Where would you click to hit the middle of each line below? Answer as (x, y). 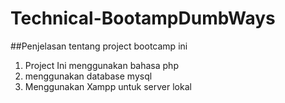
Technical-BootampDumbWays (143, 18)
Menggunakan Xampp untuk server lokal (108, 86)
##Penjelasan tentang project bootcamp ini (99, 46)
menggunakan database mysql (88, 76)
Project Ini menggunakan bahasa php (101, 65)
